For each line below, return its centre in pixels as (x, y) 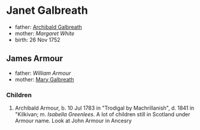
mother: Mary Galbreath (44, 79)
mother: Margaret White (45, 33)
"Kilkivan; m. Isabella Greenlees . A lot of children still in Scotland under (102, 114)
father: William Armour (43, 73)
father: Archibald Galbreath (49, 27)
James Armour (34, 58)
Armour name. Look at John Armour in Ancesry (73, 121)
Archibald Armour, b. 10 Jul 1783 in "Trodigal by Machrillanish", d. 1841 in (104, 108)
